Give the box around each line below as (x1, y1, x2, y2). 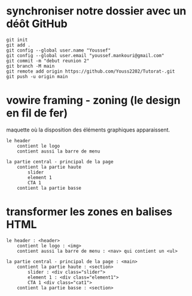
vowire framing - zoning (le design (6, 94, 181, 107)
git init (6, 37, 28, 43)
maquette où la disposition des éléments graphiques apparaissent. (6, 126, 170, 133)
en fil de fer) (6, 106, 68, 120)
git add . (6, 42, 31, 48)
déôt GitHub (6, 17, 68, 31)
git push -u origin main (6, 73, 68, 79)
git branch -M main (6, 63, 55, 69)
